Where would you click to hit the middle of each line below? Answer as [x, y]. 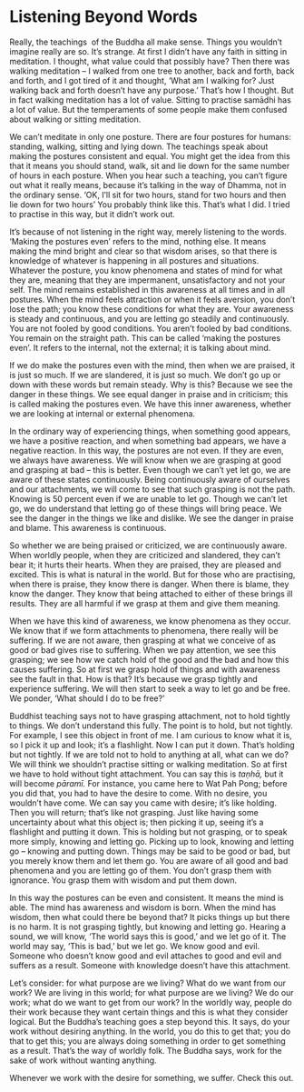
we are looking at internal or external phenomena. [103, 413]
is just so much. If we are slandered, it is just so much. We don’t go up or [145, 375]
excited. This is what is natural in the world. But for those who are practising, [152, 574]
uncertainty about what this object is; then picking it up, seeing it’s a [137, 822]
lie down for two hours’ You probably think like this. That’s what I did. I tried [150, 204]
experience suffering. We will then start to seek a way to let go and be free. [150, 688]
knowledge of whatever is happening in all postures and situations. [134, 260]
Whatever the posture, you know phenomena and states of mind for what [146, 270]
